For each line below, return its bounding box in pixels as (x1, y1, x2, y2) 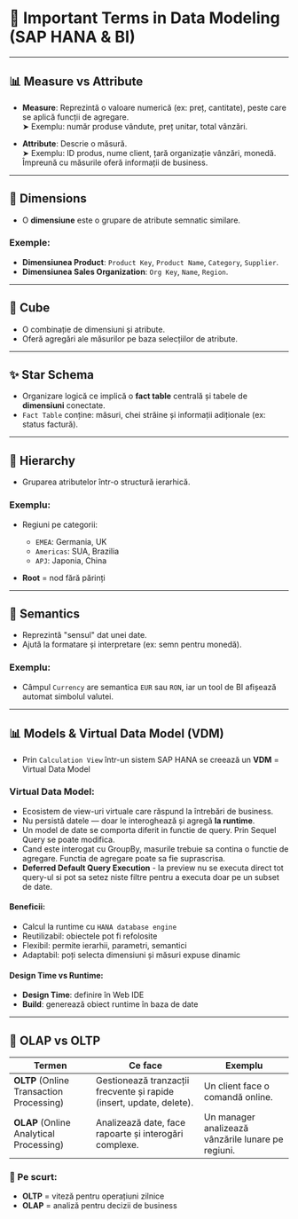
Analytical (13, 1128, 55, 1140)
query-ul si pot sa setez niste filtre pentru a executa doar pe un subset (21, 871, 279, 882)
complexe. (96, 1139, 139, 1152)
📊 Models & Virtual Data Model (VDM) (9, 727, 224, 742)
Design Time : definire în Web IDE (21, 989, 145, 1001)
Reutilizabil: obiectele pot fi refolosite (21, 931, 158, 941)
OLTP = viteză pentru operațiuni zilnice (21, 1191, 165, 1201)
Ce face (128, 1059, 162, 1072)
